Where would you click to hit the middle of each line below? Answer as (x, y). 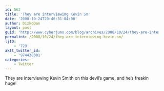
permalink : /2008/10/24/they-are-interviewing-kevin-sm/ (64, 37)
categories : (17, 60)
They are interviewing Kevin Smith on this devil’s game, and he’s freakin (77, 78)
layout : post (18, 28)
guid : (10, 32)
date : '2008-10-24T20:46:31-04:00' (41, 19)
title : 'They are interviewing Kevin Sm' (48, 14)
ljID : (10, 42)
